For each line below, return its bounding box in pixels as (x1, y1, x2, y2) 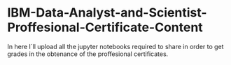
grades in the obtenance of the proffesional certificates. (7, 50, 169, 58)
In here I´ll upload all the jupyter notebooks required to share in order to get (7, 42, 224, 50)
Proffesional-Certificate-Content (7, 19, 203, 35)
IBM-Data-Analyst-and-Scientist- (7, 5, 208, 21)
